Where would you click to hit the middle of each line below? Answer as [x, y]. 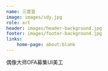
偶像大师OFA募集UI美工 [35, 62]
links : [14, 39]
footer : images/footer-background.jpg [54, 34]
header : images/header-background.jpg [54, 28]
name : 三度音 [21, 12]
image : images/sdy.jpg [34, 17]
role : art [18, 22]
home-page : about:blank [46, 45]
